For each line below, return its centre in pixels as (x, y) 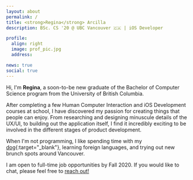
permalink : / (22, 17)
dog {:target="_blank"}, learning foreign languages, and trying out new (91, 147)
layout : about (23, 11)
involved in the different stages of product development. (74, 130)
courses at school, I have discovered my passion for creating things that (93, 111)
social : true (22, 71)
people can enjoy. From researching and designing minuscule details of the (96, 117)
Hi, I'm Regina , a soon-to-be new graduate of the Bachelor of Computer (93, 87)
